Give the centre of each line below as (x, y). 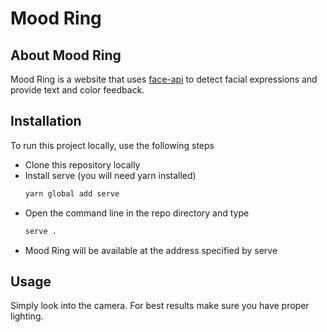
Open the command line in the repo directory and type (137, 213)
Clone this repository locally (82, 164)
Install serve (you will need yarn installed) (110, 175)
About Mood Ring (66, 55)
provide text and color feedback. (77, 90)
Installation (46, 121)
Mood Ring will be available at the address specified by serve (151, 250)
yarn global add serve (72, 193)
